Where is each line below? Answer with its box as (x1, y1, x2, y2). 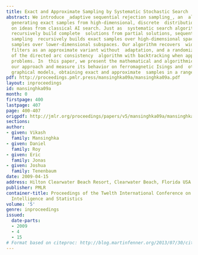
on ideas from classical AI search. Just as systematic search (11, 25, 173, 31)
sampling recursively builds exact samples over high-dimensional (11, 36, 181, 42)
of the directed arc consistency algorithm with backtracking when (11, 53, 183, 59)
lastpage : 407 (6, 102, 41, 108)
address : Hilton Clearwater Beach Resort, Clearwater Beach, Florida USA (6, 179, 192, 185)
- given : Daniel (6, 140, 46, 147)
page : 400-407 (6, 108, 41, 114)
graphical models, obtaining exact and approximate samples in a (11, 69, 178, 75)
